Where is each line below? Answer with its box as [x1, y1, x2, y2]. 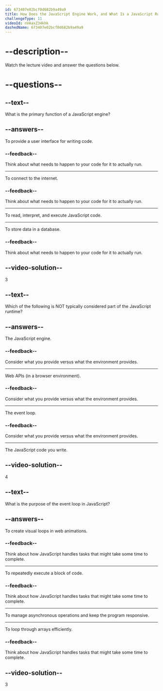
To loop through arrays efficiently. [5, 626, 73, 632]
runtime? [5, 309, 23, 315]
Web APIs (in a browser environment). [5, 372, 81, 379]
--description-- [5, 46, 69, 57]
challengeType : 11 [5, 16, 42, 21]
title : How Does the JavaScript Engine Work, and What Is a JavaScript [5, 12, 153, 17]
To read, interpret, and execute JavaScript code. [5, 212, 102, 219]
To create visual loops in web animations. [5, 528, 88, 534]
